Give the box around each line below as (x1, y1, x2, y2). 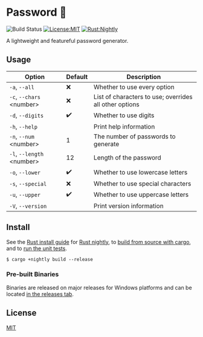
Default (66, 72, 88, 81)
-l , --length (9, 149, 44, 158)
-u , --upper (9, 190, 41, 199)
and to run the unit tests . (6, 245, 68, 252)
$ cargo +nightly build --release (6, 256, 94, 262)
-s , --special (9, 179, 47, 188)
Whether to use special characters (93, 179, 192, 188)
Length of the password (93, 153, 161, 162)
